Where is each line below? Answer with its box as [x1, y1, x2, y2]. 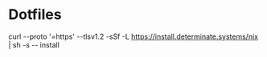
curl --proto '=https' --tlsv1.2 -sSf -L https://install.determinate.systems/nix [8, 32, 259, 41]
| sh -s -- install [8, 40, 60, 49]
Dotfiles [8, 6, 62, 24]
